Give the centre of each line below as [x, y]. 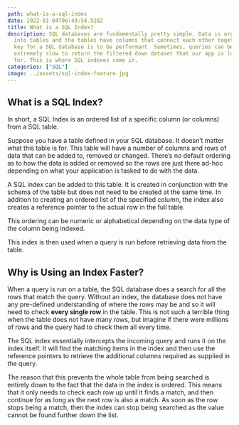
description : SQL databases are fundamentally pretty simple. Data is [114, 34]
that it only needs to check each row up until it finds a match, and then [111, 392]
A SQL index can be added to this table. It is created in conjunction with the [118, 185]
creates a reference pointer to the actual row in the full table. [96, 208]
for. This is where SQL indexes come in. [76, 60]
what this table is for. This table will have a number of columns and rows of [117, 148]
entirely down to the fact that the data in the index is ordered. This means [115, 385]
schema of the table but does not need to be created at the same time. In [115, 192]
